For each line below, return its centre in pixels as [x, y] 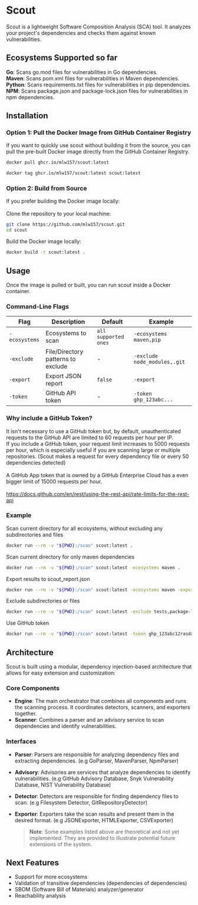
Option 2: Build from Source [47, 189]
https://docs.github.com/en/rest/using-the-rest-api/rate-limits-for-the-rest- [98, 494]
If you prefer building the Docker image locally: [63, 201]
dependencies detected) [36, 462]
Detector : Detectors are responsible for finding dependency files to [96, 796]
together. [26, 713]
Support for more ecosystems [51, 877]
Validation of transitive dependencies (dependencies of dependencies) [101, 883]
